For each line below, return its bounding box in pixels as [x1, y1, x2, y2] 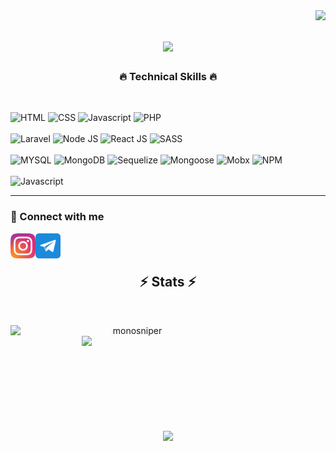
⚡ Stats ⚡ [139, 274, 197, 291]
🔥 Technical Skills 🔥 [119, 70, 217, 84]
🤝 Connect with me [10, 210, 105, 224]
